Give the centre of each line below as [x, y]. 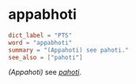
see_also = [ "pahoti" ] [45, 57]
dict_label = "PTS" [40, 35]
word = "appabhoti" [40, 42]
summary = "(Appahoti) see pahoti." [68, 50]
